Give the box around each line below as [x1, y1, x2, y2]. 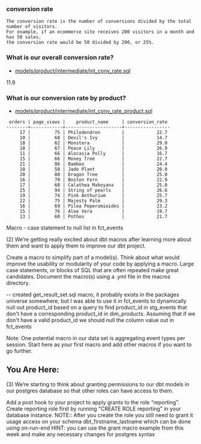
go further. [6, 347, 33, 354]
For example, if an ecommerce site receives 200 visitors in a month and [6, 29, 195, 35]
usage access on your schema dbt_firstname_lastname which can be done [6, 418, 191, 425]
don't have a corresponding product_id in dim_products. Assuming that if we [6, 310, 196, 317]
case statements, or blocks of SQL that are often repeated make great [6, 266, 179, 273]
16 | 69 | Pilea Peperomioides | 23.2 [19, 203, 168, 209]
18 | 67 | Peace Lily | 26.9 [19, 145, 168, 151]
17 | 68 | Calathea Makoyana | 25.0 [19, 182, 168, 188]
